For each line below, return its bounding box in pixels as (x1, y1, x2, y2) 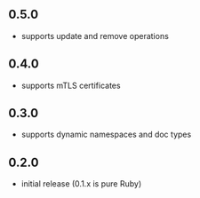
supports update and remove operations (20, 30, 170, 41)
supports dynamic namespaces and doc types (20, 129, 192, 140)
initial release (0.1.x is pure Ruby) (20, 178, 142, 189)
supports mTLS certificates (20, 80, 121, 91)
